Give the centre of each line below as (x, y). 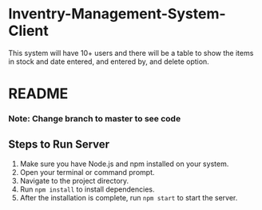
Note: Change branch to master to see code (95, 119)
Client (29, 31)
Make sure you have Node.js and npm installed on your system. (124, 164)
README (38, 94)
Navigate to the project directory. (74, 180)
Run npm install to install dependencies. (87, 189)
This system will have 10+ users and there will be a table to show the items (131, 53)
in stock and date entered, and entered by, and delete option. (109, 61)
